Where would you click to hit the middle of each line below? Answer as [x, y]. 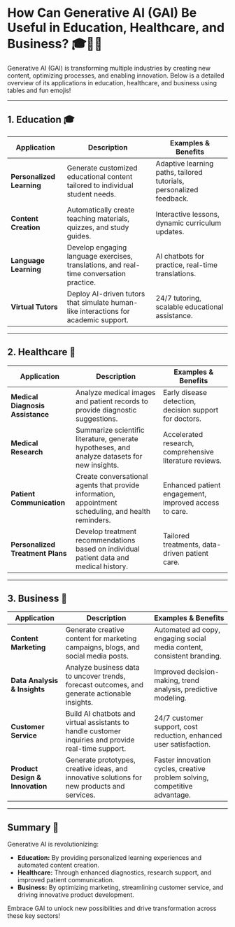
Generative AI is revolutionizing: [53, 845]
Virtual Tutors [34, 307]
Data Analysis [34, 681]
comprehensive [189, 452]
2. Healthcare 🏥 [42, 352]
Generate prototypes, [101, 760]
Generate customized [102, 168]
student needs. [92, 194]
